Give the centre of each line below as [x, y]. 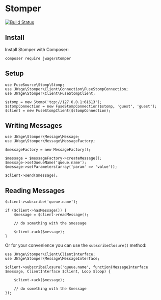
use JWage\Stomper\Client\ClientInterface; [50, 254]
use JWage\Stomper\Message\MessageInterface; [52, 259]
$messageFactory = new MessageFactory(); [48, 150]
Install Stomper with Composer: [37, 49]
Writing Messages [34, 125]
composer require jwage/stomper [38, 58]
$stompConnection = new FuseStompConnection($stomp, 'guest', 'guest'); [81, 106]
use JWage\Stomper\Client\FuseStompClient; [50, 93]
